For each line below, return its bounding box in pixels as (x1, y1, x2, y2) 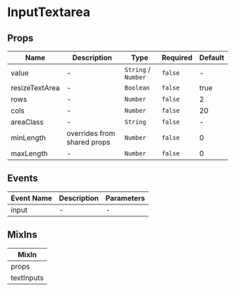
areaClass (10, 117, 44, 127)
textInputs (10, 272, 44, 282)
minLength (10, 133, 46, 142)
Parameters (105, 193, 145, 203)
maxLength (10, 148, 48, 158)
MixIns (7, 229, 38, 241)
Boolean (124, 84, 150, 92)
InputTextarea (7, 4, 91, 20)
